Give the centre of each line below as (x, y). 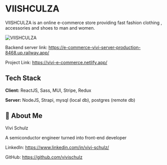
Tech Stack (23, 78)
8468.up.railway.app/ (27, 53)
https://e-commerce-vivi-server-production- (95, 47)
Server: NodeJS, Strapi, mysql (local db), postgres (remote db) (70, 100)
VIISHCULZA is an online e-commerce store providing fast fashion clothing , (84, 23)
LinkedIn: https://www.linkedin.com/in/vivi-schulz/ (57, 147)
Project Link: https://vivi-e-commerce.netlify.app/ (56, 62)
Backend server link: (26, 47)
